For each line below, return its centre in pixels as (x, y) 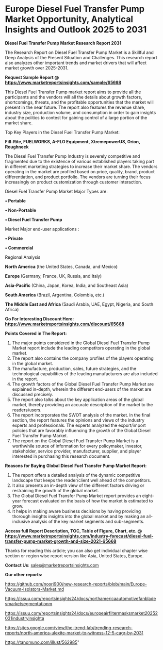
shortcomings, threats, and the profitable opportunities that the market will (79, 102)
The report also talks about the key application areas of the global (78, 400)
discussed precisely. (33, 394)
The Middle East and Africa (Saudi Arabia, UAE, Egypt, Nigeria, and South (79, 304)
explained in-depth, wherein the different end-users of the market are (81, 389)
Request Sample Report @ (32, 77)
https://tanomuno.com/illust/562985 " (42, 642)
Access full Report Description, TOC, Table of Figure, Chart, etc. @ (73, 531)
